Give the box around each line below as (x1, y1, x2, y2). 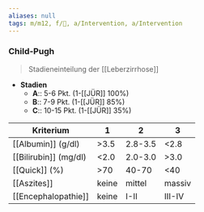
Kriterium (32, 124, 70, 135)
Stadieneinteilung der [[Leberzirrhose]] (28, 64, 159, 73)
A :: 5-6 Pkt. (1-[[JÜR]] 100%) (32, 88, 130, 98)
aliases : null (8, 11, 57, 20)
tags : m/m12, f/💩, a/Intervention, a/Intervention (8, 19, 183, 27)
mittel (125, 177, 147, 189)
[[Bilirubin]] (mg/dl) (12, 151, 87, 162)
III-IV (164, 190, 185, 202)
